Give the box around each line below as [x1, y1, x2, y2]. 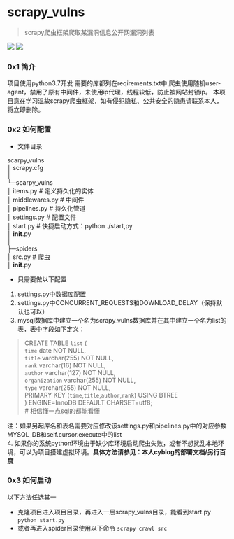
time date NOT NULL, [24, 346, 86, 354]
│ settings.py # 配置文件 [7, 213, 77, 221]
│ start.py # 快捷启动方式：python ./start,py [7, 221, 133, 230]
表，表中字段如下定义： [17, 325, 85, 333]
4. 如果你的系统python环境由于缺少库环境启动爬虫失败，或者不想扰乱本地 [7, 439, 219, 447]
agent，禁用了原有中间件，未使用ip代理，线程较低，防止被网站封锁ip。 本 [7, 88, 220, 97]
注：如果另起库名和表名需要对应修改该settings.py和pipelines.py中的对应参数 [7, 421, 227, 430]
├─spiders [7, 244, 38, 253]
